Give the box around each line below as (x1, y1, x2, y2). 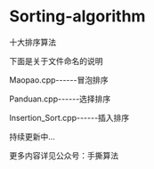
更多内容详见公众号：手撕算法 (9, 149, 118, 161)
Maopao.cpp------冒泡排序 (9, 74, 109, 85)
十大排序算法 (9, 36, 56, 47)
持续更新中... (9, 131, 56, 141)
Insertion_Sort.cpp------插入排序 (9, 112, 130, 123)
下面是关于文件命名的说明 (9, 55, 103, 66)
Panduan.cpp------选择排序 (9, 93, 111, 104)
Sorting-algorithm (9, 6, 146, 27)
